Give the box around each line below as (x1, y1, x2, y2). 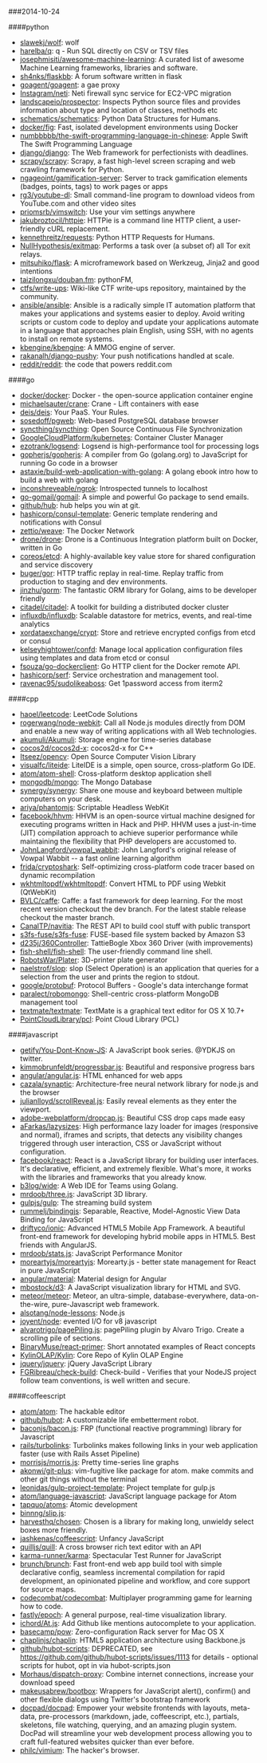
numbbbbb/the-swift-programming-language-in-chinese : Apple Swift (19, 131, 249, 140)
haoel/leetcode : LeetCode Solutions (19, 710, 138, 718)
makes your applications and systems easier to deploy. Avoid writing (19, 309, 245, 318)
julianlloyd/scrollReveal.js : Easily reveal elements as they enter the (19, 1096, 238, 1105)
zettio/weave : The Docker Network (19, 526, 135, 535)
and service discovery (19, 560, 93, 569)
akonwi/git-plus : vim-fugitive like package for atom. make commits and (19, 1466, 253, 1475)
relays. (19, 250, 42, 258)
